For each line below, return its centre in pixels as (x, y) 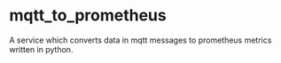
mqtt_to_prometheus (88, 16)
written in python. (41, 49)
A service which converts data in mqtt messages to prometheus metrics (140, 40)
